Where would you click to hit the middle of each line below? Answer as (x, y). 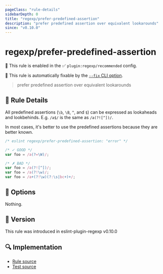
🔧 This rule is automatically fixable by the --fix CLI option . (64, 75)
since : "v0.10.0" (23, 28)
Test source (24, 267)
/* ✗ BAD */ (18, 163)
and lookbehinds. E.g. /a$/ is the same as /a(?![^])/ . (59, 117)
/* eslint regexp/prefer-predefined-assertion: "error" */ (67, 141)
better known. (19, 132)
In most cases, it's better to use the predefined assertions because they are (81, 127)
